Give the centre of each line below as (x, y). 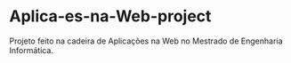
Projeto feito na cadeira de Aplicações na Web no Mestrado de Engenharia (146, 41)
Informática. (31, 50)
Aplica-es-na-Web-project (110, 16)
